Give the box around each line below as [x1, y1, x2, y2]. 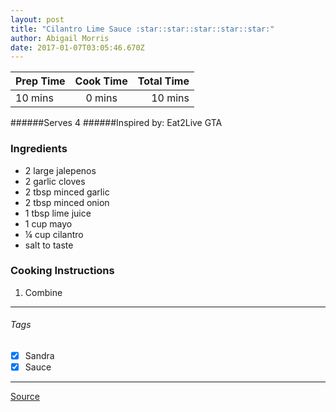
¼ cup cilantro [24, 228, 84, 240]
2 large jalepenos [24, 164, 97, 176]
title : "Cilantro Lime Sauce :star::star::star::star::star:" [10, 24, 275, 34]
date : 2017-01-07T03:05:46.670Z [10, 42, 145, 53]
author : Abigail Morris [10, 33, 110, 43]
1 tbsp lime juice [24, 207, 92, 219]
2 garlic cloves [24, 175, 86, 187]
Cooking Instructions [10, 264, 115, 278]
